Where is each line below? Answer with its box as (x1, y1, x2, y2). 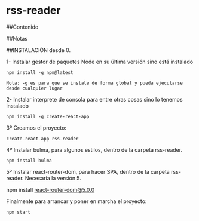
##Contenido (6, 23, 39, 30)
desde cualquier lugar (6, 85, 63, 91)
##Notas (6, 35, 28, 42)
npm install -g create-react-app (6, 113, 90, 119)
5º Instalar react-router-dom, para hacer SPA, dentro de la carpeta (6, 168, 170, 175)
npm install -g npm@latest (6, 69, 74, 75)
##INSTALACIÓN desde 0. (6, 46, 71, 54)
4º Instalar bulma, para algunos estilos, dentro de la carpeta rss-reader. (6, 146, 183, 153)
